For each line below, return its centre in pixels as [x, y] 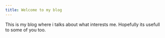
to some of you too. [26, 30]
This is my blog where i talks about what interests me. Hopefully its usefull [83, 24]
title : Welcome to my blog [34, 10]
